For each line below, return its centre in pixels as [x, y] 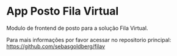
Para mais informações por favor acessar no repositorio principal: [89, 40]
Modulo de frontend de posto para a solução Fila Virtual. [77, 28]
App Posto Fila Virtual [63, 11]
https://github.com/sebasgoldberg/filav [56, 46]
